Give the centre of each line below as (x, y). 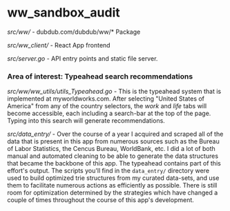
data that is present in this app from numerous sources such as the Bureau (113, 141)
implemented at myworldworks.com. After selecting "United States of (106, 99)
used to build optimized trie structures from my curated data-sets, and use (113, 178)
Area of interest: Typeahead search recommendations (100, 76)
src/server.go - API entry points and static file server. (83, 58)
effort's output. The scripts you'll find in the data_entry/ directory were (108, 171)
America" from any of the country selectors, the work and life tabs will (107, 106)
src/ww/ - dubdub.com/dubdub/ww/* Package (74, 32)
